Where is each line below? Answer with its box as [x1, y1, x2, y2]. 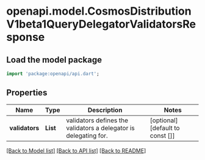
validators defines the [66, 116, 129, 125]
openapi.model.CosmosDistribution [6, 4, 192, 18]
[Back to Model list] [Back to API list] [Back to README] [6, 147, 146, 154]
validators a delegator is [66, 123, 135, 132]
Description [87, 106, 123, 114]
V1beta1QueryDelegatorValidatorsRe [6, 17, 196, 31]
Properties [6, 87, 48, 98]
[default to [149, 123, 180, 132]
